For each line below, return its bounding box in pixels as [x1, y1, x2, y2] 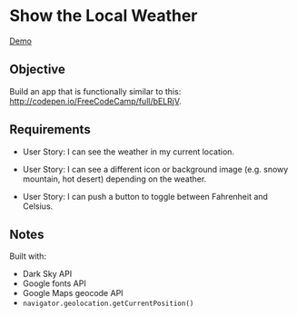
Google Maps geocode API [22, 288, 124, 299]
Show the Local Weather [9, 5, 198, 26]
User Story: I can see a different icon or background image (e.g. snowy [22, 163, 289, 174]
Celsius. [22, 201, 54, 212]
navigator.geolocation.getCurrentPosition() [22, 299, 194, 309]
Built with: [9, 251, 47, 262]
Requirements [9, 122, 91, 137]
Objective [9, 62, 66, 77]
